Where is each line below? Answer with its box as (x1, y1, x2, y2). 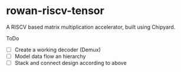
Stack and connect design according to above (14, 60, 127, 67)
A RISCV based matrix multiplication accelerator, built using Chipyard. (6, 23, 176, 30)
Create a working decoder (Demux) (14, 46, 101, 53)
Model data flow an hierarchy (14, 53, 86, 60)
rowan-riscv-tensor (6, 4, 104, 18)
